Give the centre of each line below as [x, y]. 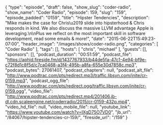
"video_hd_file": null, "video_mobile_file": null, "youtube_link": [68, 107]
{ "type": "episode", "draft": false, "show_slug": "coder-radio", [68, 7]
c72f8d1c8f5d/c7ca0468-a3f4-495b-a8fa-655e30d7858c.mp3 [70, 65]
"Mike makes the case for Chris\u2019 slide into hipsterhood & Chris [75, 23]
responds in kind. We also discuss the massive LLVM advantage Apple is [79, 28]
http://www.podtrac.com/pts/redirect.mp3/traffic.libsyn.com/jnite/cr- [77, 75]
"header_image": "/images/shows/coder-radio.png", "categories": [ [90, 44]
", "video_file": [38, 91]
